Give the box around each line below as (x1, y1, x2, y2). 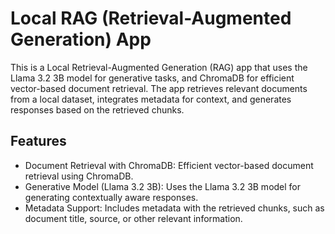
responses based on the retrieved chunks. (10, 103, 185, 116)
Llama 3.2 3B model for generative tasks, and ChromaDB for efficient (10, 72, 295, 84)
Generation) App (10, 28, 152, 51)
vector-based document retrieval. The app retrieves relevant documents (10, 82, 308, 94)
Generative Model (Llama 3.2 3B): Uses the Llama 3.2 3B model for (24, 180, 302, 192)
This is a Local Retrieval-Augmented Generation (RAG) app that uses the (10, 61, 308, 73)
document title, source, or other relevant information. (24, 212, 243, 224)
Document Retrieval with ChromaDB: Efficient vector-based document (24, 159, 314, 171)
